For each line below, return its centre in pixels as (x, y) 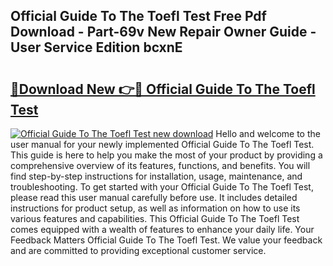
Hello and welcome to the (268, 133)
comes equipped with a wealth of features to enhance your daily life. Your (162, 229)
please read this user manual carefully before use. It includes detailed (154, 197)
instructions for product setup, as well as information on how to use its (155, 208)
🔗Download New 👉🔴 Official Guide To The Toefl (163, 89)
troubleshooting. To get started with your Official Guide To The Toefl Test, (162, 187)
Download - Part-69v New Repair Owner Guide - (163, 32)
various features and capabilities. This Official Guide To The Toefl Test (155, 218)
